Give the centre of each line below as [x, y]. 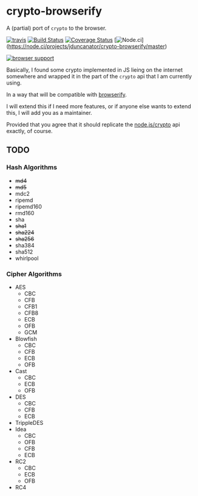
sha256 [25, 239]
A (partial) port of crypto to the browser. [56, 28]
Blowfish [26, 339]
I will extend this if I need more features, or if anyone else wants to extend [99, 106]
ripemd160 [29, 206]
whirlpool [27, 258]
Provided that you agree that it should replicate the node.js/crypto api [93, 124]
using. [14, 83]
